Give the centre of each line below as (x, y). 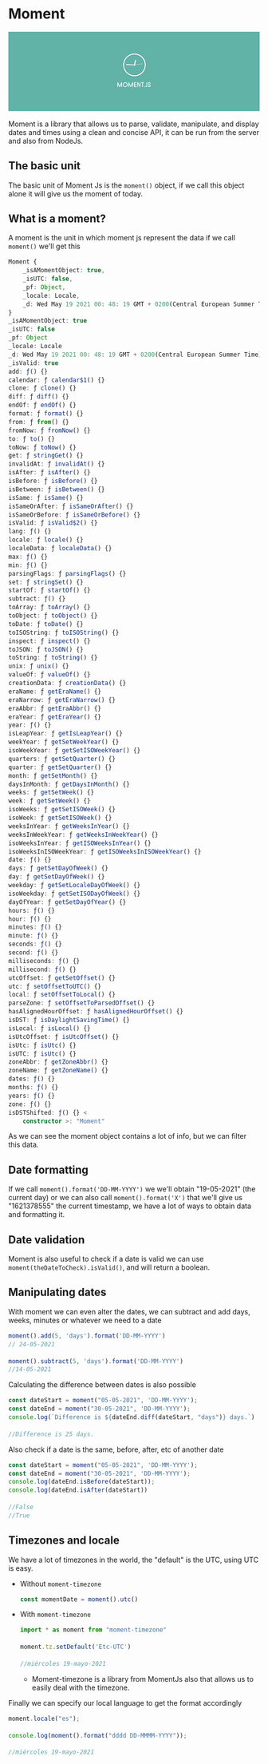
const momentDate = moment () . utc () (79, 1599)
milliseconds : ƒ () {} (44, 961)
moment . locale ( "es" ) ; (44, 1718)
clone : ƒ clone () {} (43, 388)
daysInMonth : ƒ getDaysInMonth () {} (69, 784)
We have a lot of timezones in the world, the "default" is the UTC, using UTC (134, 1560)
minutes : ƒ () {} (35, 927)
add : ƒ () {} (28, 371)
